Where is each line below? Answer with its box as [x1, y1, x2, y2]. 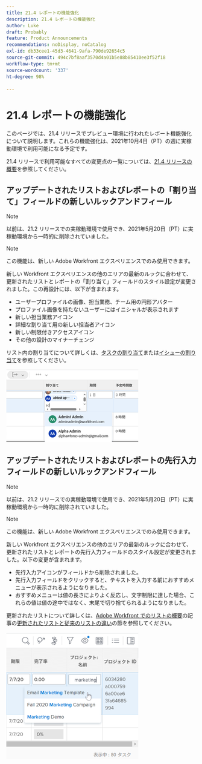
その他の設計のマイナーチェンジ [14, 336, 95, 343]
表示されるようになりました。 [36, 584, 110, 591]
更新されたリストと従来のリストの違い [17, 619, 112, 627]
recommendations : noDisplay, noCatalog [6, 42, 107, 48]
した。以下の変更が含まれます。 [6, 556, 86, 563]
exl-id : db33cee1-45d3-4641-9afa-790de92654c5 [6, 48, 125, 54]
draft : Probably [6, 29, 47, 35]
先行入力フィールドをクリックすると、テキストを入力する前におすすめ [14, 576, 189, 584]
